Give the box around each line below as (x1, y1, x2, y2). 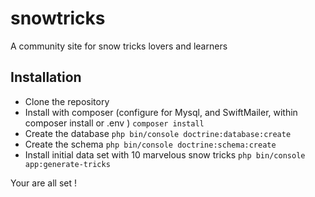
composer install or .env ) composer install (24, 117, 205, 129)
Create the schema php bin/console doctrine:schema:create (24, 138, 277, 150)
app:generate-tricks (24, 159, 111, 169)
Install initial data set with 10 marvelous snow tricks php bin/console (24, 148, 306, 161)
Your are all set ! (10, 177, 77, 189)
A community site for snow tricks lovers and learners (10, 40, 228, 52)
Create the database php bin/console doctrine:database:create (24, 127, 292, 139)
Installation (10, 69, 82, 86)
